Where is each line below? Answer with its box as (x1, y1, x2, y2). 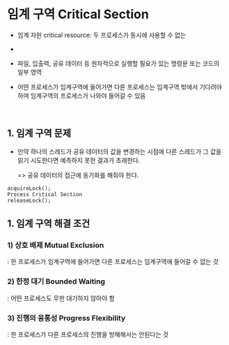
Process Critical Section (7, 191, 82, 198)
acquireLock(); (7, 184, 52, 192)
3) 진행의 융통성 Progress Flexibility (7, 313, 126, 323)
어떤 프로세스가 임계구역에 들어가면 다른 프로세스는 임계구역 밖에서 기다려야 (17, 82, 223, 91)
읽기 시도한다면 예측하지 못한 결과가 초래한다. (17, 156, 141, 164)
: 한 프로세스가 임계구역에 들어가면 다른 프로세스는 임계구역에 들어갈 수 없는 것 (7, 258, 219, 266)
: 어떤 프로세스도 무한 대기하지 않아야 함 (7, 294, 115, 302)
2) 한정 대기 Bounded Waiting (7, 277, 106, 286)
